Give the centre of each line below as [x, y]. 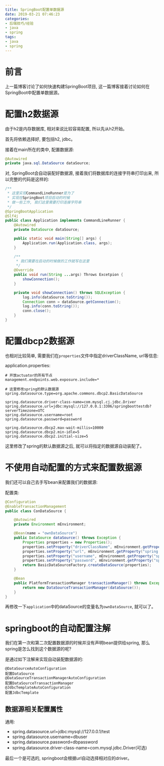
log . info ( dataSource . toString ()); [58, 297]
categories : [17, 19]
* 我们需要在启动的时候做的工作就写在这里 [53, 261]
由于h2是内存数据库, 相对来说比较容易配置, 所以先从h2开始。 [66, 128]
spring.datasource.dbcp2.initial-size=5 [47, 436]
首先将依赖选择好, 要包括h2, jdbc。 [40, 139]
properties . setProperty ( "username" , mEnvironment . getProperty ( [88, 556]
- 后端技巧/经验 [19, 23]
